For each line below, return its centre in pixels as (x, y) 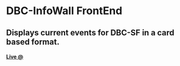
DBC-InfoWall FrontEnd (64, 11)
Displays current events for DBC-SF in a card (90, 33)
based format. (33, 42)
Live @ (15, 57)
